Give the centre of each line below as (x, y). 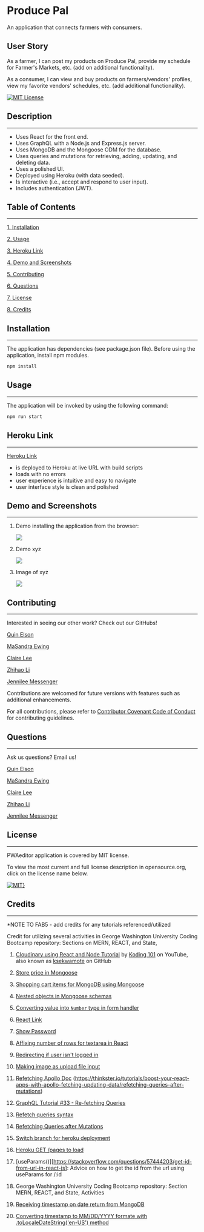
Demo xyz (28, 549)
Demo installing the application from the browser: (77, 526)
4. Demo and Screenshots (39, 263)
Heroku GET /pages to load (50, 1150)
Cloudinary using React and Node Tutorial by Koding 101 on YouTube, (102, 954)
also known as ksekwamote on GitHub (63, 961)
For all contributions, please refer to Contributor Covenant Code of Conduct (101, 712)
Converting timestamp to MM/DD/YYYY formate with (81, 1216)
